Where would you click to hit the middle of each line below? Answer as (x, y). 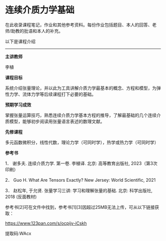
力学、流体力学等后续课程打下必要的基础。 (53, 94)
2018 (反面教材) (21, 197)
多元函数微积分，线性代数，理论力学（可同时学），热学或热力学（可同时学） (82, 142)
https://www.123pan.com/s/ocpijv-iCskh (46, 223)
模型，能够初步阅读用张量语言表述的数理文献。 (57, 121)
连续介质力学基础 (40, 10)
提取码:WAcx (18, 233)
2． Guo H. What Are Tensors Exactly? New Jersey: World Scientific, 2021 (81, 180)
